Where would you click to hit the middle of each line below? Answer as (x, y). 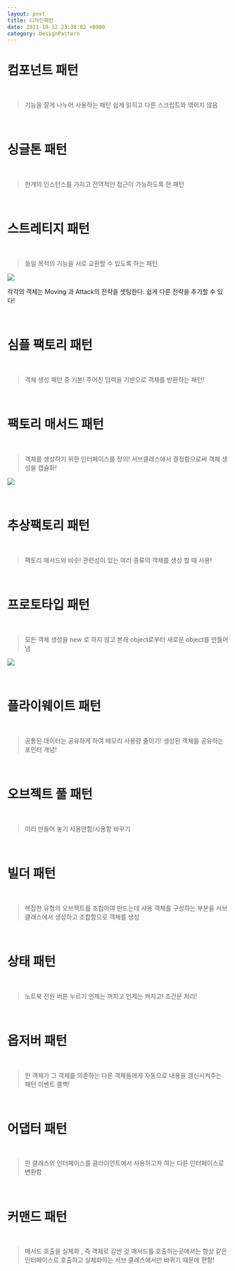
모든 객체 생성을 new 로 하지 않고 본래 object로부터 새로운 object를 (117, 639)
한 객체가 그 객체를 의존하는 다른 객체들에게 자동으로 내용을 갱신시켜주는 (123, 1075)
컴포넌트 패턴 (43, 70)
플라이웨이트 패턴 (54, 706)
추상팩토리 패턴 (49, 526)
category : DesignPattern (44, 33)
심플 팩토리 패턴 (50, 345)
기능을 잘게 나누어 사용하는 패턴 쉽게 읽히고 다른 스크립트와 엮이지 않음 (121, 105)
